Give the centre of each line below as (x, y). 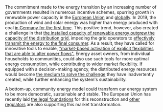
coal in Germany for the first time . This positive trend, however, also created (81, 28)
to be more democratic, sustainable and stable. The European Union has (78, 94)
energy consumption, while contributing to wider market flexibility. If (74, 64)
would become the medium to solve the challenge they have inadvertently (80, 74)
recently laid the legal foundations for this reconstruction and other (73, 99)
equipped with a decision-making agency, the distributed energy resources (81, 69)
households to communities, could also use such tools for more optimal (77, 59)
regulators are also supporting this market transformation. (63, 104)
